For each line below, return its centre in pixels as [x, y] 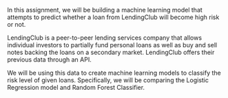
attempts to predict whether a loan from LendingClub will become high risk [113, 17]
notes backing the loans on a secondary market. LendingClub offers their [111, 52]
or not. [17, 24]
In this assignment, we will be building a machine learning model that [105, 10]
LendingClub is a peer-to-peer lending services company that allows [104, 38]
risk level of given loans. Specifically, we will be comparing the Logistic [108, 80]
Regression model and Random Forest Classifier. [76, 87]
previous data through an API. [49, 60]
